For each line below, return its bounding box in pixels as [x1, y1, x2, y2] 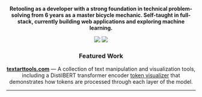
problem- [168, 5, 192, 12]
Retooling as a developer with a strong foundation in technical [10, 5, 168, 12]
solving [11, 11, 31, 19]
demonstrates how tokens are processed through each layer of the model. [8, 78, 194, 86]
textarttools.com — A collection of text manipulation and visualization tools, [6, 66, 196, 73]
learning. [89, 24, 113, 31]
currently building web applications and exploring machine [34, 18, 185, 25]
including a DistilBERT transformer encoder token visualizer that [22, 72, 180, 79]
